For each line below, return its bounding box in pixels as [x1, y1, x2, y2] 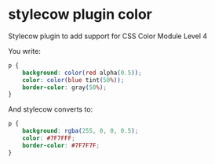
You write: [8, 46, 41, 55]
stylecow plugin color [8, 5, 153, 23]
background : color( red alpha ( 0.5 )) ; [22, 69, 143, 77]
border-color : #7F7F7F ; [22, 141, 100, 149]
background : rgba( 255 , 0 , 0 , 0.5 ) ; [22, 127, 139, 135]
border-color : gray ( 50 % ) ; [22, 84, 107, 91]
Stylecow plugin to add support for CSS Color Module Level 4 [8, 31, 208, 41]
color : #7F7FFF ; [22, 134, 76, 142]
